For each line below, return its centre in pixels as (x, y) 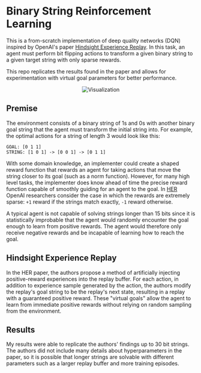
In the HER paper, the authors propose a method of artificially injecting (93, 272)
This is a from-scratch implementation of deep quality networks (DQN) (94, 40)
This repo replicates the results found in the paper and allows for (86, 71)
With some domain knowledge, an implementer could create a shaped (93, 163)
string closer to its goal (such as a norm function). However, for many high (98, 176)
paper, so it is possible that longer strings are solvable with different (90, 357)
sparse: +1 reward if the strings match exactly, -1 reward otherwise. (89, 202)
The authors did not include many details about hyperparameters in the (94, 351)
